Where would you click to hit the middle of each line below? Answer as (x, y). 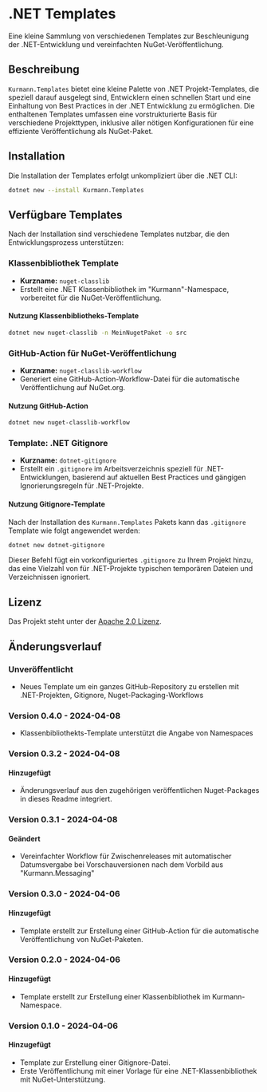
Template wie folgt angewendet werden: (75, 530)
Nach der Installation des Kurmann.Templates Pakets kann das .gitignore (127, 522)
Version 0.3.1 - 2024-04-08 (63, 820)
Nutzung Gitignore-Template (57, 504)
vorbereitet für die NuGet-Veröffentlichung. (90, 298)
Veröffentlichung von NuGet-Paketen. (81, 939)
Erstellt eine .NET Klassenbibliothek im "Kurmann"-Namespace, (124, 289)
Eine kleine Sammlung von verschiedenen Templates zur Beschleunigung (129, 36)
